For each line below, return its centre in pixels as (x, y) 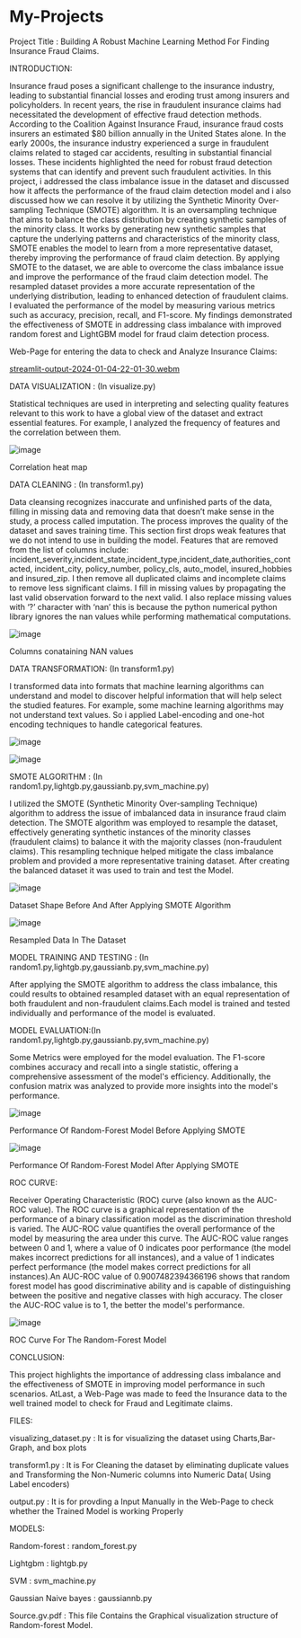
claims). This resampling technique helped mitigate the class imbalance (142, 851)
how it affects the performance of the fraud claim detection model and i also (150, 190)
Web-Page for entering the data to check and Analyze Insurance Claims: (143, 351)
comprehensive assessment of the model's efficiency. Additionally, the (140, 1076)
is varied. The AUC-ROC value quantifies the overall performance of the (142, 1228)
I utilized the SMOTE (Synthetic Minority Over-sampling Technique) (133, 803)
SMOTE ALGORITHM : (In (56, 776)
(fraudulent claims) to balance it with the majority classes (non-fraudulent (146, 841)
